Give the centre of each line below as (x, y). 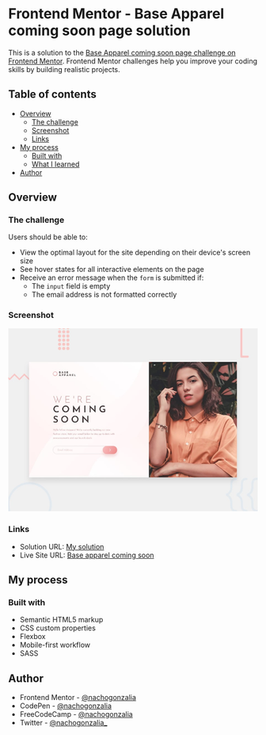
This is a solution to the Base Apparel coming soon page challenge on (122, 52)
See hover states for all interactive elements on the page (112, 270)
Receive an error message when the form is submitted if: (112, 278)
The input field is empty (71, 286)
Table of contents (52, 95)
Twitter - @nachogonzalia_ (63, 723)
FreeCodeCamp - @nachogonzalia (76, 714)
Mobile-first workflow (55, 645)
